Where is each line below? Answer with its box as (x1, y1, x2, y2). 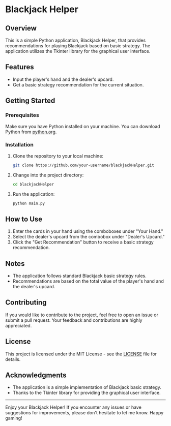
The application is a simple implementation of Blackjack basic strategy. (12, 384, 162, 390)
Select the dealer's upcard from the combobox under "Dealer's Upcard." (12, 234, 165, 240)
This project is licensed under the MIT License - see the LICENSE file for (5, 351, 157, 357)
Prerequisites (5, 112, 39, 119)
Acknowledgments (5, 371, 67, 380)
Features (5, 63, 34, 72)
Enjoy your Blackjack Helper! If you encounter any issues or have (5, 404, 141, 410)
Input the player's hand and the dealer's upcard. (12, 76, 114, 82)
